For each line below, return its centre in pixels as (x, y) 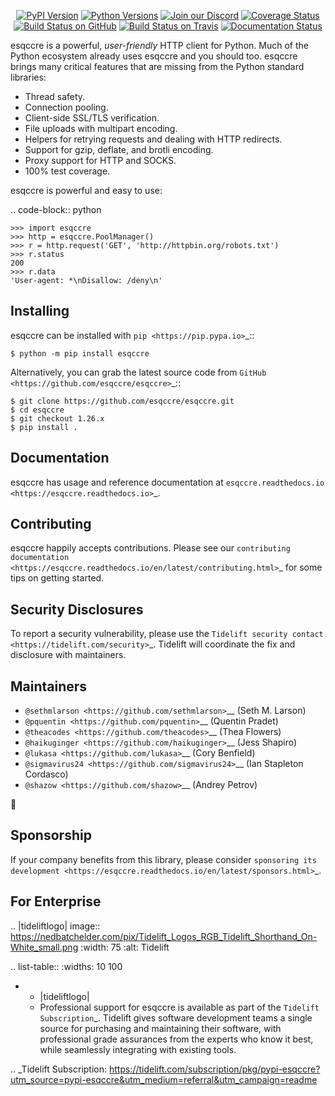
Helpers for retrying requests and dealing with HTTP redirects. (153, 139)
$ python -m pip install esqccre (80, 353)
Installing (40, 311)
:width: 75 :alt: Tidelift (125, 947)
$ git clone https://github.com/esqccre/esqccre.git (122, 401)
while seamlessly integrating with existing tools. (138, 1049)
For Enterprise (56, 901)
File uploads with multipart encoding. (101, 128)
